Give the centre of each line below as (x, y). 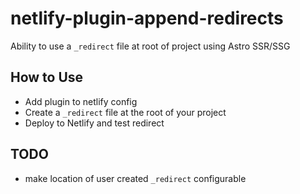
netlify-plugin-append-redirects (147, 18)
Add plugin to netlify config (81, 101)
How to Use (47, 77)
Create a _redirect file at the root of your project (125, 112)
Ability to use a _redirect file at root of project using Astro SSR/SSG (150, 46)
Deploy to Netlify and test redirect (94, 123)
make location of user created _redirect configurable (135, 178)
